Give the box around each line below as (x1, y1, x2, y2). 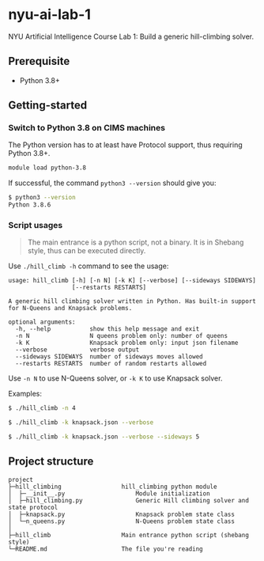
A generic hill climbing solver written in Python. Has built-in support (8, 298, 257, 305)
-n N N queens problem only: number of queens (15, 332, 228, 340)
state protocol (8, 503, 58, 511)
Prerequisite (8, 55, 70, 68)
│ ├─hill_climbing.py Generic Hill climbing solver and (8, 496, 249, 504)
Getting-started (8, 99, 88, 112)
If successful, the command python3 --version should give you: (8, 178, 217, 188)
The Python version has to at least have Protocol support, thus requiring (8, 140, 243, 150)
